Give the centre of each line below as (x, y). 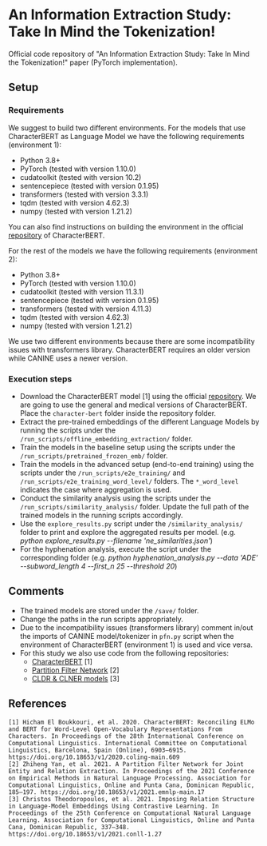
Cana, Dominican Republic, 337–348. (69, 827)
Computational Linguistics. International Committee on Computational (128, 743)
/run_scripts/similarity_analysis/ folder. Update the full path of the (134, 506)
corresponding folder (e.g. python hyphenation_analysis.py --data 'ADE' (139, 557)
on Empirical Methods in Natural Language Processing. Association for (130, 778)
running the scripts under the (68, 430)
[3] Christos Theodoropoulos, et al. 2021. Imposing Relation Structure (132, 799)
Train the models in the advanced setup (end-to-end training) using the (137, 464)
